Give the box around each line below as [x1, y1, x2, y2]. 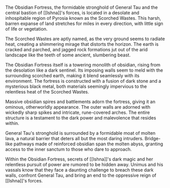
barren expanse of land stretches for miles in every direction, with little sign [5, 20, 164, 26]
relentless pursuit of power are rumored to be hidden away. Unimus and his [5, 162, 163, 167]
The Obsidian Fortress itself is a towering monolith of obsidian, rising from [5, 62, 161, 68]
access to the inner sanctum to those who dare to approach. [5, 146, 132, 152]
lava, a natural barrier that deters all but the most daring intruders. [5, 136, 144, 141]
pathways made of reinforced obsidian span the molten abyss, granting [13, 141, 163, 147]
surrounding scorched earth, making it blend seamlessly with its [5, 73, 140, 78]
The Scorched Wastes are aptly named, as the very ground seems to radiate [5, 36, 165, 42]
